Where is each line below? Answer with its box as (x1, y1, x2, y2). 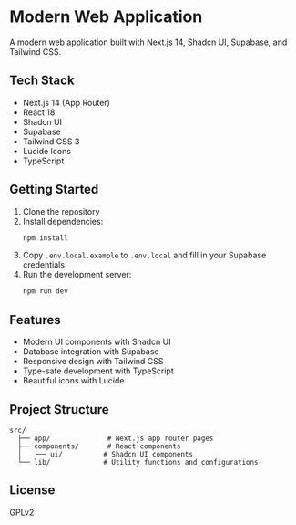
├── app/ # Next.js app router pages (17, 434, 214, 443)
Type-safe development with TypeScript (22, 365, 175, 376)
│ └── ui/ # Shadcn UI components (17, 449, 194, 458)
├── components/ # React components (17, 441, 181, 451)
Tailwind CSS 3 (22, 135, 80, 147)
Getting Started (9, 182, 99, 197)
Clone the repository (22, 205, 100, 216)
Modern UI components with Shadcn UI (22, 336, 171, 348)
